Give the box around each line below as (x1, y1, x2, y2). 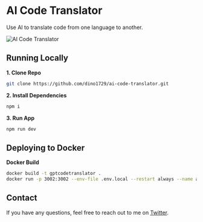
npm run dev (6, 126, 36, 132)
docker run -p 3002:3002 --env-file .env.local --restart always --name (6, 176, 193, 182)
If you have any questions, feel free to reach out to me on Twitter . (6, 209, 169, 216)
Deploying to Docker (6, 143, 85, 153)
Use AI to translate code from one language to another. (6, 24, 143, 31)
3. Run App (6, 114, 35, 122)
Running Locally (6, 53, 68, 64)
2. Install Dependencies (6, 91, 67, 99)
